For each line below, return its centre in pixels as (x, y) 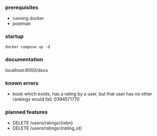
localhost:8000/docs (27, 70)
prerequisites (22, 7)
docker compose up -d (28, 47)
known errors (22, 83)
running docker (28, 18)
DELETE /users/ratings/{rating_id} (47, 128)
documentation (24, 59)
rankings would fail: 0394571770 (46, 99)
